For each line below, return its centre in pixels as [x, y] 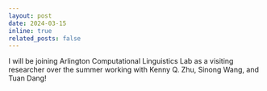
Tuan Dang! [27, 78]
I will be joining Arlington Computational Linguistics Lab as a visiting [121, 61]
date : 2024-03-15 [38, 23]
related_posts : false [45, 38]
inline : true [30, 31]
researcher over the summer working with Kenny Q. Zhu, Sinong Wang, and [134, 70]
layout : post [30, 16]
